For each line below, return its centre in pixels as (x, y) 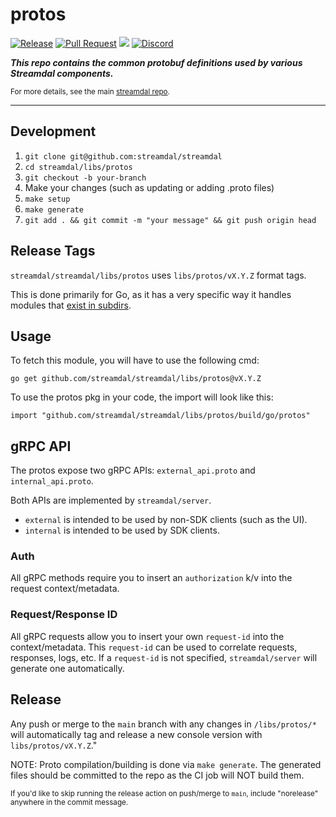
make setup (47, 199)
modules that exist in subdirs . (71, 305)
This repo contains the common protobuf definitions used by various (156, 62)
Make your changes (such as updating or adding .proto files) (149, 187)
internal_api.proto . (52, 481)
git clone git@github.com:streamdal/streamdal (123, 156)
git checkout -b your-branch (85, 178)
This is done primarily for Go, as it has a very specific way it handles (151, 294)
